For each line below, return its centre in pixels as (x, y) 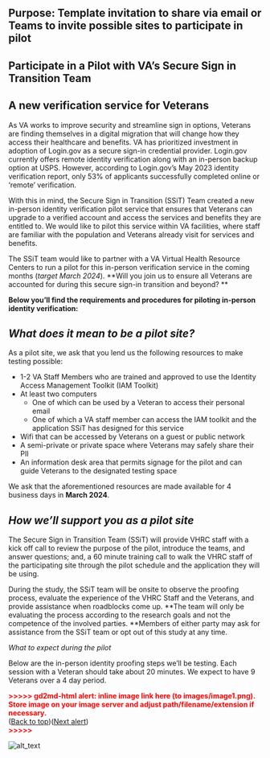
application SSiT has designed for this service (108, 428)
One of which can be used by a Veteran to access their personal (138, 403)
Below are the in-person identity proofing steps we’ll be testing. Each (123, 663)
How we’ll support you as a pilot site (101, 520)
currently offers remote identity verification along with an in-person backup (133, 159)
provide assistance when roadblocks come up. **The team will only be (127, 607)
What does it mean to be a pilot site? (102, 333)
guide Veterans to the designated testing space (98, 471)
